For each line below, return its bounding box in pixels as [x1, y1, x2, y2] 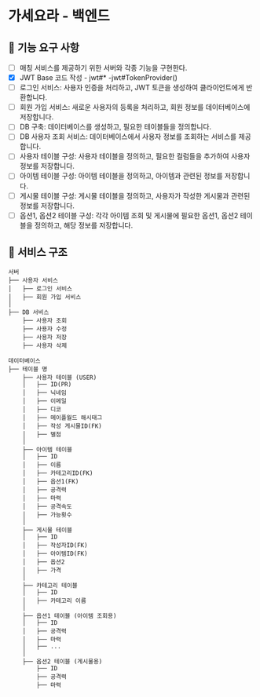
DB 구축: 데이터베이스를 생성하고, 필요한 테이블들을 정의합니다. [19, 122, 212, 132]
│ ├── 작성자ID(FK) [22, 542, 88, 549]
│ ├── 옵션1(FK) [22, 478, 79, 486]
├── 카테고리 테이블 [22, 582, 79, 589]
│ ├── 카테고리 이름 [22, 597, 86, 605]
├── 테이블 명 [8, 366, 48, 374]
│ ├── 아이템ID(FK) [22, 550, 88, 558]
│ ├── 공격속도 [22, 503, 72, 511]
